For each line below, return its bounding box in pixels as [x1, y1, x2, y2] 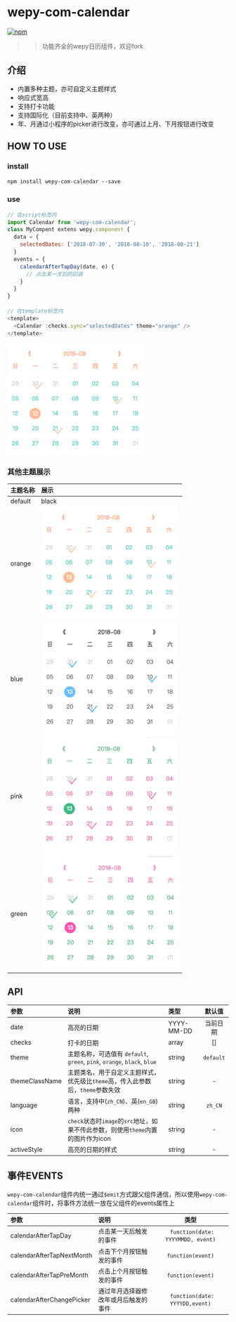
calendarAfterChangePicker [10, 1295, 91, 1304]
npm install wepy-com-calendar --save [7, 178, 121, 185]
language [10, 1101, 37, 1110]
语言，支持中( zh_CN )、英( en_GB [67, 1097, 156, 1105]
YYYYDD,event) [169, 1300, 211, 1307]
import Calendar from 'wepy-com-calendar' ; [7, 218, 137, 225]
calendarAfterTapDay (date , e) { [20, 263, 114, 270]
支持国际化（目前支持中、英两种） [17, 110, 117, 119]
